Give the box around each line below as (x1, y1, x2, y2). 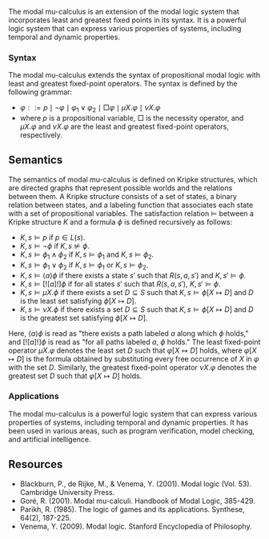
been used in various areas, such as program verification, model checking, (8, 425, 255, 435)
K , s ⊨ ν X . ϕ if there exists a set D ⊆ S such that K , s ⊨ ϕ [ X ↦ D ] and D (19, 304, 254, 314)
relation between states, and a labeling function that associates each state (8, 200, 254, 210)
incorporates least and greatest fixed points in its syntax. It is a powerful (8, 15, 247, 25)
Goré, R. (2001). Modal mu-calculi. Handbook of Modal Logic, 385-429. (19, 496, 256, 505)
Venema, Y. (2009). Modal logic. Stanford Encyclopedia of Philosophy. (19, 521, 252, 531)
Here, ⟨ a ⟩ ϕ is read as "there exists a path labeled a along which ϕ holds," (8, 328, 249, 338)
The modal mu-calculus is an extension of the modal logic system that (8, 7, 240, 16)
